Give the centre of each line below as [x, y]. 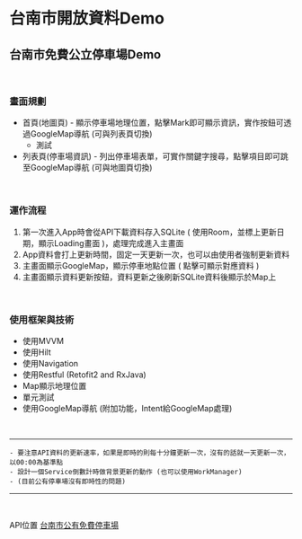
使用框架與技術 [42, 320]
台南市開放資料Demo [87, 18]
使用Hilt [36, 352]
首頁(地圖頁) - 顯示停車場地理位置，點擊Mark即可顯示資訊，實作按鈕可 [153, 123]
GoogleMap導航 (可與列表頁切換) [91, 134]
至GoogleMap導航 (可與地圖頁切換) [87, 168]
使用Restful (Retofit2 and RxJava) [84, 375]
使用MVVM [43, 340]
